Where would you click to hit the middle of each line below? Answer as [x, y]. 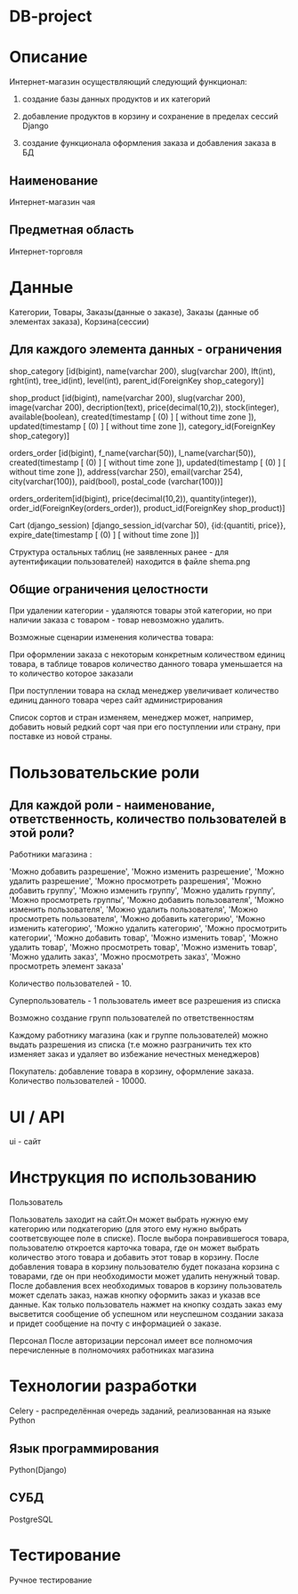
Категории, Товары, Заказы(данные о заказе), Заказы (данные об [134, 312]
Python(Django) [38, 1469]
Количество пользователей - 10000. [78, 1081]
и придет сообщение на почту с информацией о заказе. [116, 1323]
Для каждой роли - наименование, [112, 805]
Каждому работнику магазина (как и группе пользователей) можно [139, 1036]
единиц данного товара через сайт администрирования [116, 700]
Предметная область [72, 230]
